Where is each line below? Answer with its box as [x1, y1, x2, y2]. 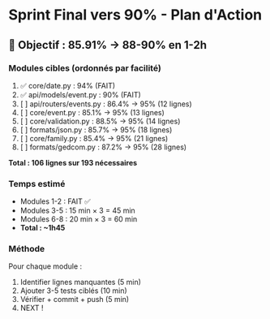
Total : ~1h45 [19, 223, 66, 233]
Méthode [8, 244, 45, 255]
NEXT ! [19, 303, 44, 313]
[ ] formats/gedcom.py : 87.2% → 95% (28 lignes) [19, 142, 187, 152]
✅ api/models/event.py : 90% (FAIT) [19, 89, 142, 99]
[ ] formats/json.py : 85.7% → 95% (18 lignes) [19, 124, 173, 135]
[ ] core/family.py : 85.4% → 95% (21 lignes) [19, 133, 169, 143]
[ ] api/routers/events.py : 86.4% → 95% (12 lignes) [19, 99, 192, 109]
